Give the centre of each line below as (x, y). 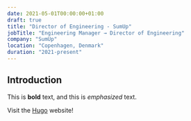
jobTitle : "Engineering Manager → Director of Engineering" (96, 33)
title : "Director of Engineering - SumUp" (69, 26)
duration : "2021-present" (44, 53)
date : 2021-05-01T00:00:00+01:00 (56, 13)
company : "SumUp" (32, 39)
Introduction (35, 80)
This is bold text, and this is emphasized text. (72, 97)
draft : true (24, 20)
